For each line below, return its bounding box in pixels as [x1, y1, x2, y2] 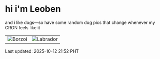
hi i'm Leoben [5, 3, 61, 15]
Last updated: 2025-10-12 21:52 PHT [5, 48, 79, 54]
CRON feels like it [5, 24, 40, 30]
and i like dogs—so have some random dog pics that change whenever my [5, 20, 155, 25]
